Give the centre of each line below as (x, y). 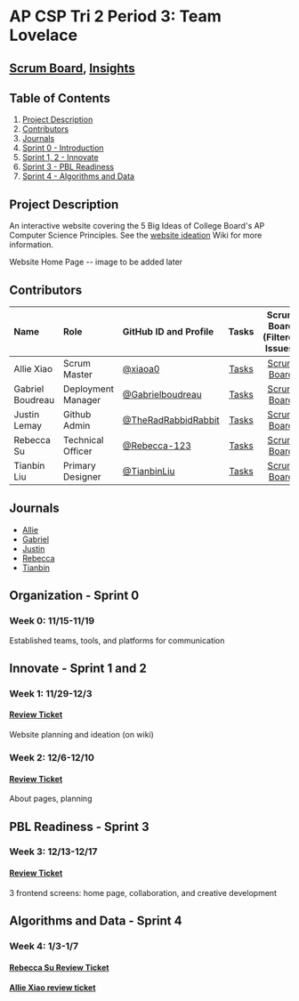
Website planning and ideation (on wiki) (81, 735)
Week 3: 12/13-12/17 (53, 852)
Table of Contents (60, 98)
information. (32, 245)
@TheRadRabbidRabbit (171, 420)
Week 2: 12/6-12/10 (52, 757)
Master (78, 375)
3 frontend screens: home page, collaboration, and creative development (143, 892)
